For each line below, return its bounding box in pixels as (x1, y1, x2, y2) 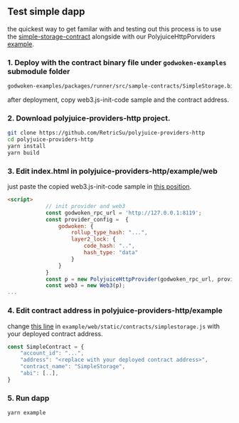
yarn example (7, 409, 46, 417)
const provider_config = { (45, 216, 129, 223)
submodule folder (7, 66, 70, 76)
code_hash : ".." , (83, 242, 135, 250)
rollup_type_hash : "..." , (70, 229, 148, 236)
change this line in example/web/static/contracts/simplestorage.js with (7, 322, 221, 330)
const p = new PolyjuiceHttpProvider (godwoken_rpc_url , (45, 276, 215, 283)
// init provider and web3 (45, 202, 126, 209)
